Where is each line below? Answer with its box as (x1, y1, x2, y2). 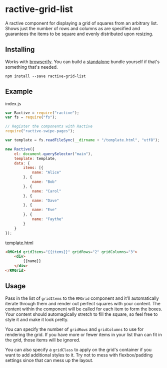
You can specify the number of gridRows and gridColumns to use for (5, 326, 144, 332)
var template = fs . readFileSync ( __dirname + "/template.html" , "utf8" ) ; (5, 138, 160, 143)
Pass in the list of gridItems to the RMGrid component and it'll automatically (5, 295, 159, 301)
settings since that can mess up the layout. (5, 357, 93, 363)
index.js (5, 100, 21, 106)
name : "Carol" (31, 189, 61, 194)
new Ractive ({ (5, 146, 35, 151)
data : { (14, 160, 30, 166)
